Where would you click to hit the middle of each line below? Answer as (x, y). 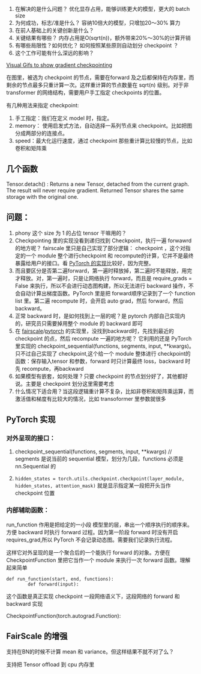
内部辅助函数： (28, 510)
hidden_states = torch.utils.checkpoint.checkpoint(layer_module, (100, 479)
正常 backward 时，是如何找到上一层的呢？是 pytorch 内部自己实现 (97, 316)
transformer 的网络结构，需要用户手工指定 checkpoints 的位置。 (85, 93)
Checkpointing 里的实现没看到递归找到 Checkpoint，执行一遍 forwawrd (103, 241)
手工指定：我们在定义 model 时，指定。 (64, 118)
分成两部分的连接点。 (41, 133)
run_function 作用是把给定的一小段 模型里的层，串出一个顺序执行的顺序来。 (100, 524)
